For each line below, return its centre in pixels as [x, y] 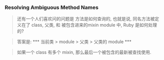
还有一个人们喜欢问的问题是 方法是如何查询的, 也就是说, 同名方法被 [86, 19]
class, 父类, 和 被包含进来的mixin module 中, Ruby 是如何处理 [94, 25]
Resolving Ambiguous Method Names [51, 7]
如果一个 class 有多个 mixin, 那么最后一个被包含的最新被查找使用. [84, 52]
